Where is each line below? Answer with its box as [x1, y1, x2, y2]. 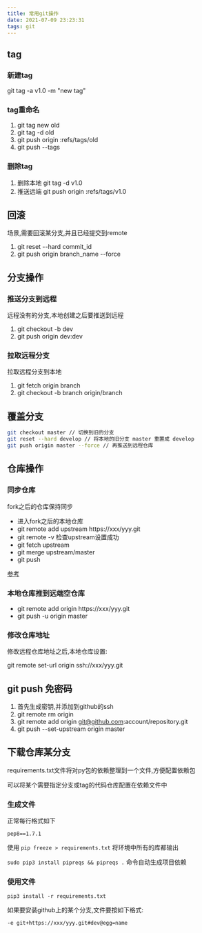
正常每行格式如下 [7, 816, 56, 825]
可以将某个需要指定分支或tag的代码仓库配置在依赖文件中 [7, 781, 168, 789]
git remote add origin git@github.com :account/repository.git [17, 717, 188, 725]
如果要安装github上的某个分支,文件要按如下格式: [7, 906, 143, 914]
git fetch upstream [17, 541, 70, 549]
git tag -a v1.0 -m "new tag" [7, 87, 86, 95]
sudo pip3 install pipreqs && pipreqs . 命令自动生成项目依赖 [7, 858, 187, 866]
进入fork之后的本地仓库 [17, 516, 84, 525]
